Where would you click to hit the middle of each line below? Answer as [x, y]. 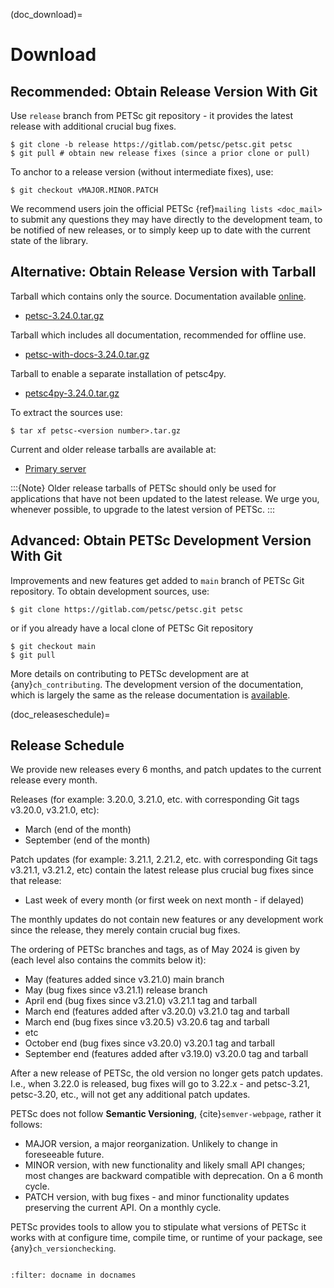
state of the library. [49, 240]
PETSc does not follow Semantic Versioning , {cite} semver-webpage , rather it [166, 1114]
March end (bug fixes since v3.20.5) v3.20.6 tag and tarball [147, 1022]
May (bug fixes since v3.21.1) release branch [116, 990]
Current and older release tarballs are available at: [113, 449]
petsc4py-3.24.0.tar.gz [72, 393]
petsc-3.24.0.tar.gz [64, 315]
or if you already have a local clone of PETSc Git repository [132, 628]
